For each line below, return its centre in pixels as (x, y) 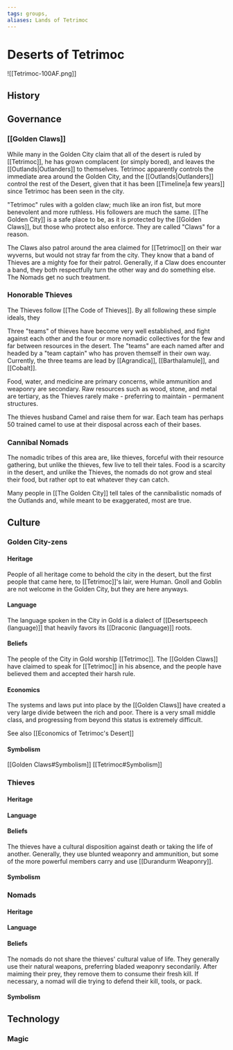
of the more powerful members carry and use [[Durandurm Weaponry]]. (110, 861)
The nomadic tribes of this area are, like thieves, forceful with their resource (115, 458)
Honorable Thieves (40, 295)
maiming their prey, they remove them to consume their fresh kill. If (103, 974)
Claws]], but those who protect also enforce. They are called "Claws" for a (114, 227)
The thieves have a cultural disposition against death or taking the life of (110, 846)
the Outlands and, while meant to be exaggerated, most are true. (100, 500)
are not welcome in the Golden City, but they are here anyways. (98, 589)
